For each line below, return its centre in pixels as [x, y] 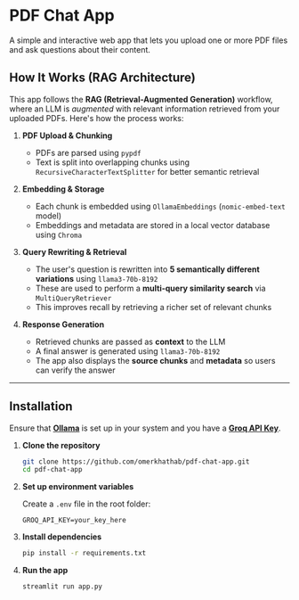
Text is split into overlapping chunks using [112, 162]
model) [48, 216]
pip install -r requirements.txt [84, 554]
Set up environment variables [78, 487]
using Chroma [59, 234]
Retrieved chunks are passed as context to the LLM [130, 341]
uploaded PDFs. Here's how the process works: [97, 118]
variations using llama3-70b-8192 [97, 278]
